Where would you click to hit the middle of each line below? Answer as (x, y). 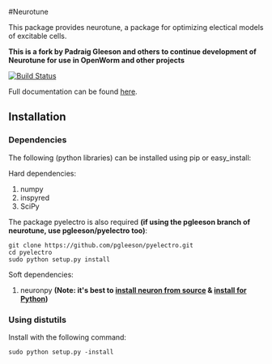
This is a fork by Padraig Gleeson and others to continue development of (132, 51)
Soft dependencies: (41, 274)
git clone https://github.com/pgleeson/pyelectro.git (101, 245)
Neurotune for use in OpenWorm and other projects (96, 60)
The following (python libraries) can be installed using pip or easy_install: (130, 158)
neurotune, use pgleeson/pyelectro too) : (78, 231)
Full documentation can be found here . (73, 91)
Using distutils (38, 320)
